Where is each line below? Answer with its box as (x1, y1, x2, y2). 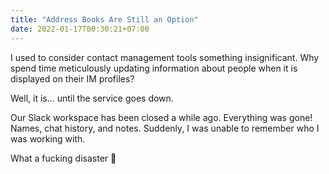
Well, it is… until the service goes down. (10, 92, 174, 104)
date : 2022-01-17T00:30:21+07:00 (10, 24, 150, 34)
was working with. (10, 132, 86, 145)
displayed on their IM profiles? (10, 72, 135, 85)
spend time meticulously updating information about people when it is (10, 62, 298, 74)
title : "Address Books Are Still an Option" (10, 14, 199, 25)
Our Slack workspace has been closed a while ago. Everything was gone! (10, 111, 313, 123)
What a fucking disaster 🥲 (10, 152, 117, 164)
